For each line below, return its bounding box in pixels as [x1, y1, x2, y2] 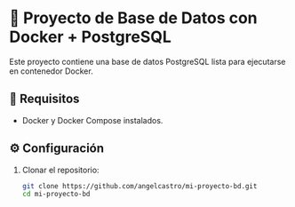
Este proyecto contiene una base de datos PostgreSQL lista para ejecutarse [9, 56, 286, 67]
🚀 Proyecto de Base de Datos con [9, 8, 258, 28]
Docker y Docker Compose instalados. [21, 115, 163, 125]
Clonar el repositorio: [21, 164, 100, 175]
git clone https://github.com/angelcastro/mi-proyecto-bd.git [21, 181, 258, 190]
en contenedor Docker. [9, 66, 93, 76]
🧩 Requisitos [9, 92, 80, 107]
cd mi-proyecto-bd [21, 190, 91, 199]
